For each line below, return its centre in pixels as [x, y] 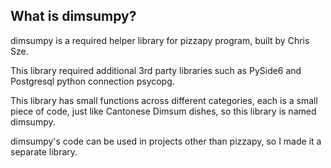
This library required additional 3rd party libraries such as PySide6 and [156, 70]
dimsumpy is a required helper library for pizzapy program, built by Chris [160, 40]
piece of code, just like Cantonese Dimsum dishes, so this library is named [163, 111]
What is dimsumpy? [73, 16]
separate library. [44, 151]
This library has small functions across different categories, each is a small [164, 100]
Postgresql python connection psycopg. [92, 81]
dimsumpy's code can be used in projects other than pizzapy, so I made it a [166, 141]
